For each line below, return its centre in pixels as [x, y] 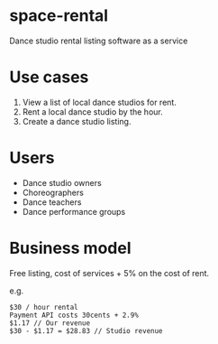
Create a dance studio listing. [77, 121]
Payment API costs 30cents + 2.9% [74, 315]
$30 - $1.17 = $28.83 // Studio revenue [86, 330]
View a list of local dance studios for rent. [100, 102]
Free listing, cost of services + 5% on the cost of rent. [109, 273]
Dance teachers [52, 202]
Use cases [49, 77]
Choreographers [53, 192]
